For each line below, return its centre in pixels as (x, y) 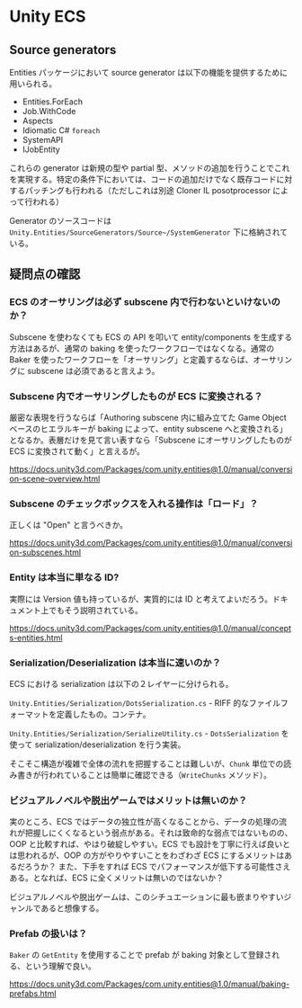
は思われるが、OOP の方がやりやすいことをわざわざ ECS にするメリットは (147, 855)
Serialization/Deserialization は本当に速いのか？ (115, 663)
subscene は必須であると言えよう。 (93, 370)
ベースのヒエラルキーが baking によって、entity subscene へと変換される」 (148, 428)
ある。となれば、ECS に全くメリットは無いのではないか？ (117, 878)
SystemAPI (43, 140)
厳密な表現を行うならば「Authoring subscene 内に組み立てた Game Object (148, 417)
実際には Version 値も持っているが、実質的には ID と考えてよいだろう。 (141, 599)
